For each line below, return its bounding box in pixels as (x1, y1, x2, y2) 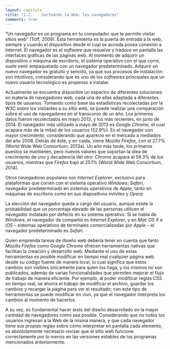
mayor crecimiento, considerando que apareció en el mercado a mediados (5, 133, 161, 139)
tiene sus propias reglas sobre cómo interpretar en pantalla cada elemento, (5, 323, 162, 329)
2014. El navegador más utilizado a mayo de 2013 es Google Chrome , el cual (5, 121, 165, 128)
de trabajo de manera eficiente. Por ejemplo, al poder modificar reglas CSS (5, 275, 162, 281)
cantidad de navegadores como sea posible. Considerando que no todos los (5, 312, 165, 318)
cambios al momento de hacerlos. (5, 297, 76, 303)
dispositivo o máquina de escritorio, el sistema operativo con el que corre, (5, 58, 160, 64)
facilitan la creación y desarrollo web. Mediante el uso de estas (5, 248, 137, 255)
